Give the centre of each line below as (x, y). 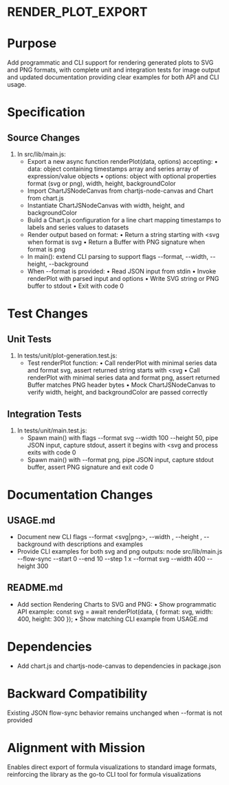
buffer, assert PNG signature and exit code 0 (90, 467)
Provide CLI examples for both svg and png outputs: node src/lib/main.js (120, 551)
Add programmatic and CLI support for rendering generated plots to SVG (110, 63)
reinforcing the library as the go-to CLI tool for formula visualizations (104, 774)
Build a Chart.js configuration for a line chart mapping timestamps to (124, 220)
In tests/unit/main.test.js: (52, 430)
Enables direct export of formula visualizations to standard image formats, (112, 767)
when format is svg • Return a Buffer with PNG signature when (116, 242)
